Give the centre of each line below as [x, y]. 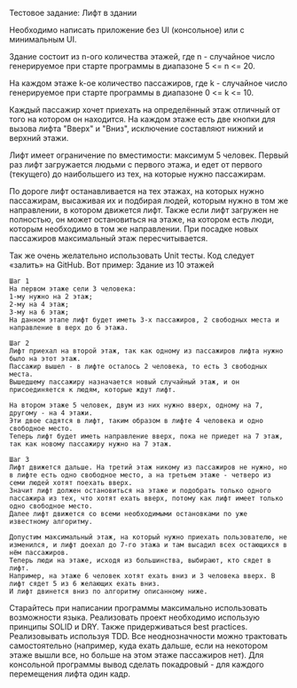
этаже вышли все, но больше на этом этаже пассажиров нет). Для [137, 655]
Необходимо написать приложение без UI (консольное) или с [127, 30]
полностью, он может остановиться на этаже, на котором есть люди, [142, 219]
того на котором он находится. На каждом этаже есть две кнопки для [143, 119]
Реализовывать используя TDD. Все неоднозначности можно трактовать [148, 636]
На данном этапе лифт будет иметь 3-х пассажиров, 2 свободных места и [144, 320]
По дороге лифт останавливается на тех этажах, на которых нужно [137, 191]
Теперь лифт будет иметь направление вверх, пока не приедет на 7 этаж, [146, 436]
